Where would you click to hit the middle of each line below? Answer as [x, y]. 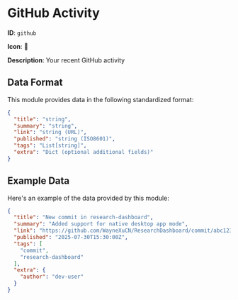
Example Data [39, 181]
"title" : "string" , [42, 119]
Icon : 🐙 [18, 46]
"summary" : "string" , [46, 126]
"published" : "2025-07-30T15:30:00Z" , [71, 238]
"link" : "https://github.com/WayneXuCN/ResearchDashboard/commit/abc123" [125, 231]
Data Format [35, 83]
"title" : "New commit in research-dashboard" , [84, 218]
